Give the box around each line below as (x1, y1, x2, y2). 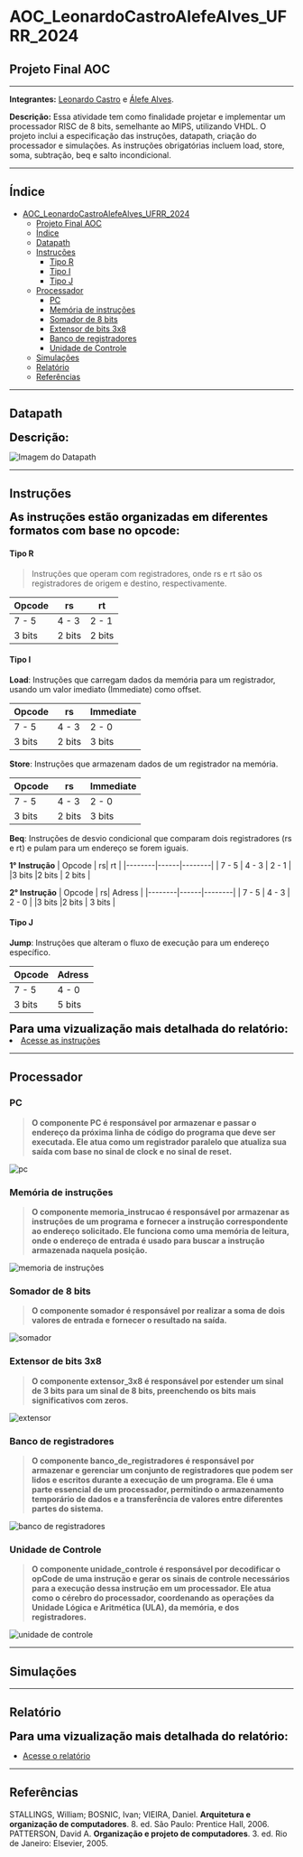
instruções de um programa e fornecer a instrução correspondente (31, 1216, 289, 1227)
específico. (9, 947, 51, 958)
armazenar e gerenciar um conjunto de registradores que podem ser (31, 1464, 293, 1475)
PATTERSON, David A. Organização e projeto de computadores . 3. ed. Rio (9, 1828, 288, 1839)
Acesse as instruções (21, 1035, 101, 1046)
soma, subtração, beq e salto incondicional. (9, 150, 171, 160)
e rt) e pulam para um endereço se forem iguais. (9, 842, 189, 853)
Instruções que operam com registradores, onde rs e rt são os (31, 568, 263, 579)
